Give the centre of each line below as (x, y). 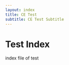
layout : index (20, 10)
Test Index (28, 44)
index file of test (22, 58)
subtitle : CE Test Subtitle (35, 19)
